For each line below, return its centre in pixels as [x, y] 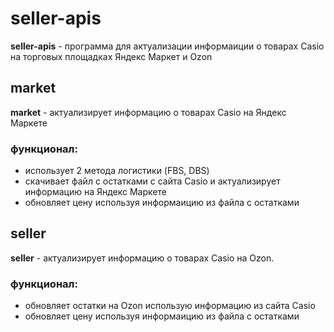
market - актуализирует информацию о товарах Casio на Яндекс [148, 112]
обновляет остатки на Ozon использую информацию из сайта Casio [170, 306]
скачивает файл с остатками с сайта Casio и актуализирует [152, 181]
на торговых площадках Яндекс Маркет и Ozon [111, 56]
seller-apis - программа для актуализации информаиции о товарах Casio [167, 46]
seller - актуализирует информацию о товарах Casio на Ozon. [142, 258]
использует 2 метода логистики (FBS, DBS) [117, 171]
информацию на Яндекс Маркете [95, 192]
